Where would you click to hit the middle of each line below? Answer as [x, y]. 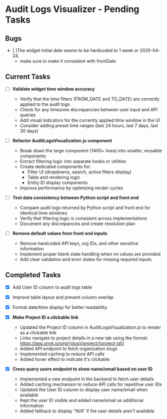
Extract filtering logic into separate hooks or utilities [73, 161]
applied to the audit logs [45, 104]
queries [28, 115]
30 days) [29, 131]
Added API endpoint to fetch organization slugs [68, 349]
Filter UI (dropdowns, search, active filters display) [79, 172]
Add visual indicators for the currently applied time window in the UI [90, 120]
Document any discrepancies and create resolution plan [77, 224]
